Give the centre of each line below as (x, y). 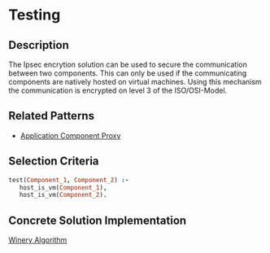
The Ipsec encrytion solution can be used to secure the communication (128, 64)
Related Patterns (52, 116)
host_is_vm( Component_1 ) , (63, 188)
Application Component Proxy (70, 135)
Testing (35, 15)
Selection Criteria (54, 161)
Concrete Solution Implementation (98, 220)
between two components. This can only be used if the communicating (128, 73)
